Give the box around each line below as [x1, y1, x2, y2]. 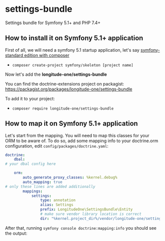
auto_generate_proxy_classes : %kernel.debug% [23, 175, 118, 180]
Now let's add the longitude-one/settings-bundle [5, 71, 107, 77]
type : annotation [40, 198, 76, 203]
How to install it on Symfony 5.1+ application [5, 34, 143, 42]
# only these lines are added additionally [5, 184, 96, 189]
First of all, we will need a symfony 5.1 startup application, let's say [5, 47, 140, 53]
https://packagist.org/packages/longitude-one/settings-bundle [5, 86, 133, 92]
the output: [5, 230, 27, 236]
